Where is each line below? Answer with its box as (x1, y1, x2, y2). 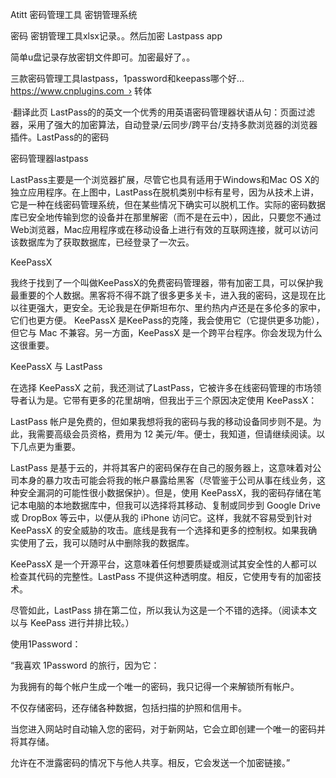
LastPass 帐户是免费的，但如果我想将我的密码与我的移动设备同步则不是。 (10, 416, 313, 427)
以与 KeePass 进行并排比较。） (10, 617, 135, 628)
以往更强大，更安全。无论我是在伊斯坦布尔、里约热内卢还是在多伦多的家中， (10, 302, 326, 313)
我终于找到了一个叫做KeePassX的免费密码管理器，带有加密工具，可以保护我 (10, 277, 324, 288)
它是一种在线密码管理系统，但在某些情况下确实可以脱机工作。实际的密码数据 (10, 199, 326, 210)
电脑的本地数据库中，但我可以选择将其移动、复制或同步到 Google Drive (27, 499, 321, 511)
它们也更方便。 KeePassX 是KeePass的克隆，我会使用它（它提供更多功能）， (10, 314, 325, 326)
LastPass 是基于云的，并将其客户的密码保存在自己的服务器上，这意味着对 (10, 462, 313, 473)
